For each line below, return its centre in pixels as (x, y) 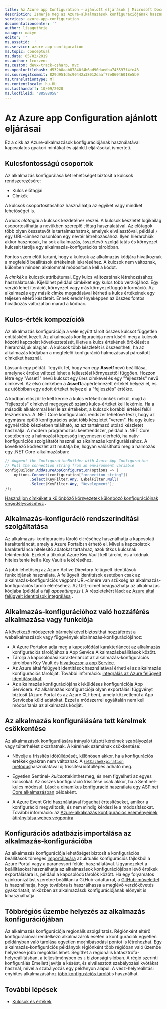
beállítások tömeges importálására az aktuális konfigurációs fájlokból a (78, 858)
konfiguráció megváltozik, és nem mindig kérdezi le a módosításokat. (83, 807)
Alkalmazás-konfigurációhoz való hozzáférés (77, 612)
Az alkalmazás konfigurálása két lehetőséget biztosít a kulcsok (69, 176)
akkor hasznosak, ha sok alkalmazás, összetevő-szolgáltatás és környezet (81, 242)
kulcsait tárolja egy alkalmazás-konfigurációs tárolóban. (62, 247)
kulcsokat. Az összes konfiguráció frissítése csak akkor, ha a (75, 781)
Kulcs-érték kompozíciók (45, 319)
